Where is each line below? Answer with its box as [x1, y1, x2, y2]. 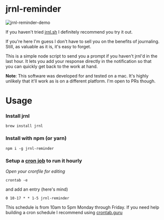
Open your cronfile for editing [5, 168, 66, 174]
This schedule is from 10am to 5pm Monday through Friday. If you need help [5, 204, 160, 210]
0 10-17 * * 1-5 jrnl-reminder [5, 196, 70, 201]
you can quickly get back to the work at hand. [5, 63, 98, 69]
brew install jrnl [5, 123, 43, 129]
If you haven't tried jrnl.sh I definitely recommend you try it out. [5, 29, 133, 35]
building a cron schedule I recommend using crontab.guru [5, 210, 123, 216]
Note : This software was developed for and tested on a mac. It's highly [5, 73, 149, 79]
